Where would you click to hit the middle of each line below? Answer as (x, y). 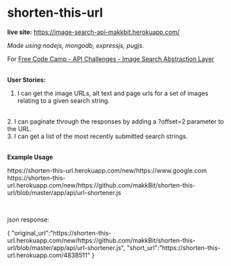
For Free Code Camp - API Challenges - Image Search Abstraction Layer (111, 59)
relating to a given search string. (63, 100)
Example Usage (30, 157)
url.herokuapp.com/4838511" (49, 255)
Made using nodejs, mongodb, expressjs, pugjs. (76, 45)
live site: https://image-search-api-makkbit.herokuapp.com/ (94, 32)
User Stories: (27, 80)
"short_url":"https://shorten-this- (173, 247)
